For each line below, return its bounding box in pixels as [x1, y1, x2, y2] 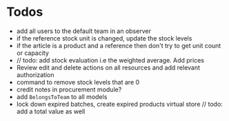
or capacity [16, 49, 50, 57]
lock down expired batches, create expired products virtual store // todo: [16, 100, 223, 108]
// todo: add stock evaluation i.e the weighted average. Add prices [16, 56, 205, 64]
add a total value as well [16, 107, 86, 115]
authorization [16, 70, 54, 79]
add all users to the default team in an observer [16, 27, 151, 35]
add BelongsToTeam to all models [16, 92, 108, 100]
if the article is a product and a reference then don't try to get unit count [16, 41, 221, 49]
